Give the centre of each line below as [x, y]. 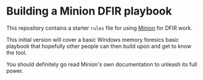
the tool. [17, 52]
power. [15, 70]
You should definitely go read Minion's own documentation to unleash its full [102, 64]
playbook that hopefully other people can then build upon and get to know [99, 46]
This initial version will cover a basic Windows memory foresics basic [93, 39]
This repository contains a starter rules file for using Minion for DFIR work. [99, 28]
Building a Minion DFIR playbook [89, 11]
